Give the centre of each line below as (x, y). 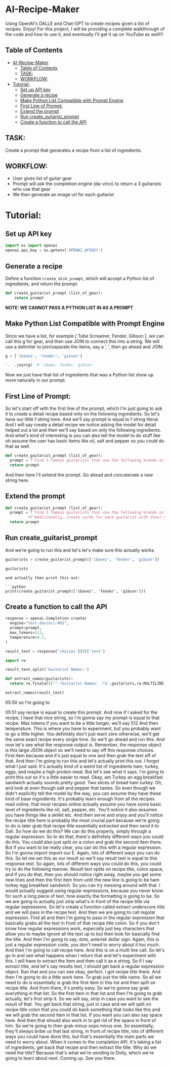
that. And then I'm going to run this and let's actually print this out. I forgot (82, 761)
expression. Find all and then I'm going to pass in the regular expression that (85, 917)
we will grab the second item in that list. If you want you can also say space (84, 1015)
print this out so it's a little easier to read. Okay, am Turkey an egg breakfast (84, 777)
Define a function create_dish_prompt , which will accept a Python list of (80, 278)
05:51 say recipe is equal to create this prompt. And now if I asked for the (81, 712)
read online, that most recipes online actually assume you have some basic (83, 804)
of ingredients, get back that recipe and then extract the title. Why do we (81, 1047)
